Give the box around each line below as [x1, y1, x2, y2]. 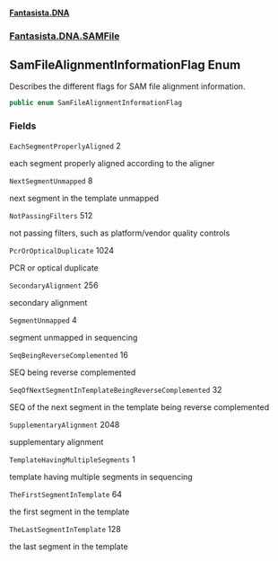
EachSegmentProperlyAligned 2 [9, 140, 121, 151]
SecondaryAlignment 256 [9, 280, 99, 290]
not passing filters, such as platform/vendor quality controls [9, 227, 230, 238]
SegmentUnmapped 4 [9, 315, 78, 325]
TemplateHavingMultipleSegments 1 [9, 454, 136, 465]
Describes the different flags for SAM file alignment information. [9, 81, 246, 92]
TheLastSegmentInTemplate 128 [9, 523, 121, 534]
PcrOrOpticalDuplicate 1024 [9, 245, 115, 255]
